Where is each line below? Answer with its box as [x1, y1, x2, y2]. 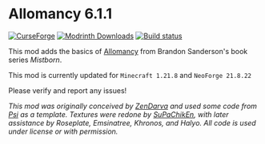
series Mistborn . [8, 55, 62, 64]
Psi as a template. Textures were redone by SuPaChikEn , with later [8, 109, 230, 119]
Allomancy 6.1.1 [8, 5, 113, 23]
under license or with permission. [8, 126, 118, 136]
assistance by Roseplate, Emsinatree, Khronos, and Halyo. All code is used [8, 118, 256, 127]
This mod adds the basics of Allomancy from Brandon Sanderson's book [8, 46, 248, 56]
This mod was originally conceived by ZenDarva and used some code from [8, 101, 258, 111]
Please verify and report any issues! [8, 85, 127, 95]
